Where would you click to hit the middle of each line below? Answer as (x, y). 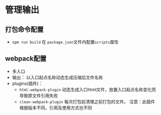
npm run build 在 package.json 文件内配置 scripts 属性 (65, 42)
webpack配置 (26, 59)
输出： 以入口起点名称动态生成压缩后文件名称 (57, 77)
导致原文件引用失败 (39, 96)
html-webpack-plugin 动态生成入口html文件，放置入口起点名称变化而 (88, 89)
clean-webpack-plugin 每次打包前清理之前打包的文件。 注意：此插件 (87, 101)
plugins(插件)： (27, 83)
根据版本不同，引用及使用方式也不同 (56, 108)
